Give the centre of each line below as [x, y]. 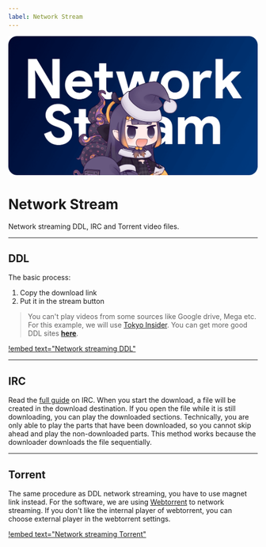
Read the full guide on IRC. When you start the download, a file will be [122, 401]
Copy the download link [58, 293]
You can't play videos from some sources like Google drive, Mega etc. [142, 317]
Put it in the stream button [62, 302]
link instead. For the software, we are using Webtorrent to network [116, 502]
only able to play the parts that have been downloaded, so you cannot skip [130, 425]
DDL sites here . [53, 333]
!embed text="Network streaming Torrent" [77, 534]
